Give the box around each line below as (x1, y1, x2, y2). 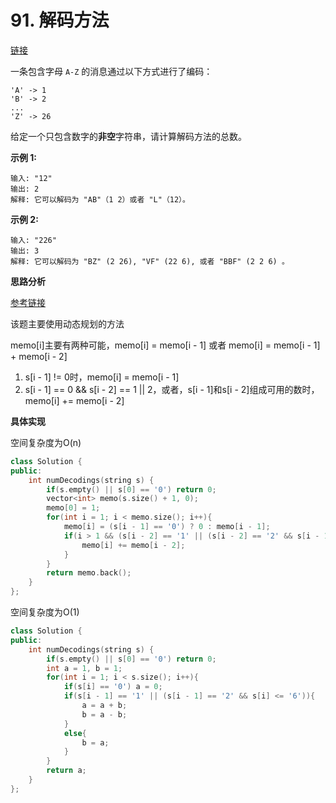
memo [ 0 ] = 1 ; (46, 503, 101, 513)
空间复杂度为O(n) (10, 436, 82, 448)
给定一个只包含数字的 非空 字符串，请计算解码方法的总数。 (10, 130, 247, 142)
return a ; (46, 766, 87, 776)
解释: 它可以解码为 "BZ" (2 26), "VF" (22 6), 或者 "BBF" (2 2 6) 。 (10, 256, 290, 266)
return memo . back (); (46, 568, 132, 578)
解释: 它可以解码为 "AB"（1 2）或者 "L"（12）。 (10, 194, 190, 205)
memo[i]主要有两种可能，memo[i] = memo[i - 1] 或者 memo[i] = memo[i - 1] (10, 339, 321, 351)
